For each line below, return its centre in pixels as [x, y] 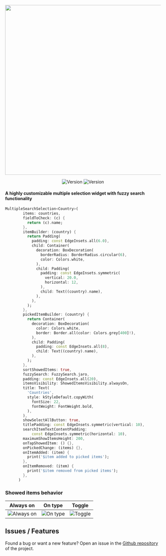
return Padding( [44, 236]
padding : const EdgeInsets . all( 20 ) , [61, 379]
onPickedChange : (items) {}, [53, 448]
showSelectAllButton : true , [52, 420]
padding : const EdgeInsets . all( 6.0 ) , [70, 241]
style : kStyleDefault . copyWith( [60, 397]
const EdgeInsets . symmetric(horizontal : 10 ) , [79, 434]
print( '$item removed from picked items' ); [73, 471]
